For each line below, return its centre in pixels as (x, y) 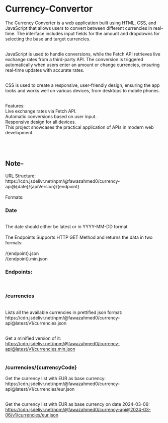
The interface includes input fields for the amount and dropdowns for (88, 33)
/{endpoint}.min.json (26, 259)
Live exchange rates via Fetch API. (41, 111)
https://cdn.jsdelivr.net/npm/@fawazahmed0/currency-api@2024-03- (78, 409)
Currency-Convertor (49, 9)
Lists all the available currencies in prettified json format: (64, 312)
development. (19, 132)
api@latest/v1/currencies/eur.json (40, 389)
